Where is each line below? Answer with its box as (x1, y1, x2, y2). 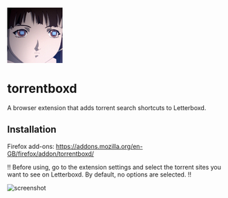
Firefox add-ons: (7, 142, 55, 150)
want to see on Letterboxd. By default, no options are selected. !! (7, 170, 192, 179)
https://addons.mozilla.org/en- (55, 142, 143, 150)
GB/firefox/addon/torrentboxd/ (7, 150, 95, 158)
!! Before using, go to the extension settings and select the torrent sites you (7, 163, 221, 171)
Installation (7, 124, 57, 136)
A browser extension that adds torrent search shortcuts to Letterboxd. (7, 103, 207, 111)
